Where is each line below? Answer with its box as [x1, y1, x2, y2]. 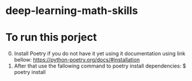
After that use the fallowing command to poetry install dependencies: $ [14, 62, 186, 69]
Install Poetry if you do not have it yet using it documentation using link [14, 50, 186, 57]
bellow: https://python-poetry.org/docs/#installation [14, 57, 140, 64]
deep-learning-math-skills [5, 4, 139, 17]
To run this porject [5, 31, 97, 44]
